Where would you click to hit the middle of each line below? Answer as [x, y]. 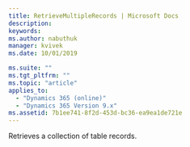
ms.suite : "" [30, 68]
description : [30, 23]
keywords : [25, 31]
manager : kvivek [36, 46]
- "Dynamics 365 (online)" [61, 98]
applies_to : [28, 90]
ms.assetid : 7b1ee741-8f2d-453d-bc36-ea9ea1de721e [95, 113]
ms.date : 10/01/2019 [43, 53]
